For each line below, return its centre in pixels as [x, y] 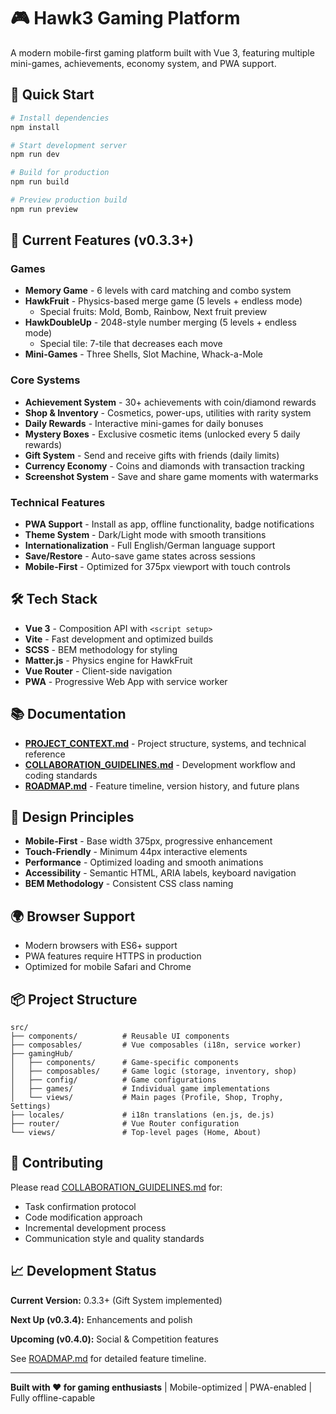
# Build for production [60, 173]
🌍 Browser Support [73, 916]
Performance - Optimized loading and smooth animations [144, 862]
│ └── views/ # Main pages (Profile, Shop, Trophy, [147, 1098]
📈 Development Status [83, 1271]
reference [45, 754]
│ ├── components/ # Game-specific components [125, 1063]
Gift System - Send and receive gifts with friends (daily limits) [152, 455]
